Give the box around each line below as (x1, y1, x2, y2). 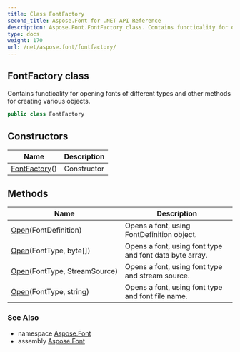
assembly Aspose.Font (17, 336, 86, 345)
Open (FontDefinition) (11, 226, 82, 236)
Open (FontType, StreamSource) (11, 266, 119, 276)
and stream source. (124, 271, 190, 281)
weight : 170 (7, 37, 43, 44)
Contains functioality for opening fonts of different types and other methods (7, 89, 231, 97)
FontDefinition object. (124, 230, 198, 240)
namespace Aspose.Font (17, 329, 91, 338)
